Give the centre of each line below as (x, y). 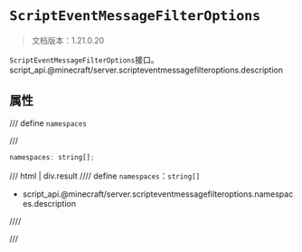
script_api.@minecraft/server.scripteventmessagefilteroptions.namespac (158, 194)
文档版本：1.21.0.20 (68, 40)
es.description (49, 203)
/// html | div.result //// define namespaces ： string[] (105, 176)
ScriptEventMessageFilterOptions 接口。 (84, 59)
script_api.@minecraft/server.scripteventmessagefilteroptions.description (146, 70)
